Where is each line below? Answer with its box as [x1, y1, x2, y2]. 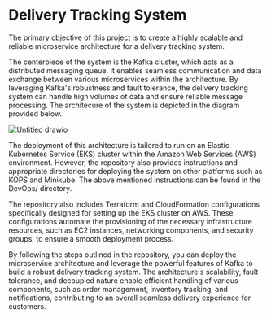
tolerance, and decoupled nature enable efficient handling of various [8, 275, 238, 285]
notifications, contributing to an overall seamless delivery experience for [8, 293, 251, 303]
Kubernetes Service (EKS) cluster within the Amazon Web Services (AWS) [8, 149, 256, 159]
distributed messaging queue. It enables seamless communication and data [8, 65, 262, 75]
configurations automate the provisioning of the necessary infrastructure [8, 216, 252, 226]
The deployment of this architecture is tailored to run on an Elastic [8, 140, 229, 150]
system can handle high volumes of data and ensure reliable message [8, 91, 243, 101]
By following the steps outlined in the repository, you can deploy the [8, 250, 237, 259]
